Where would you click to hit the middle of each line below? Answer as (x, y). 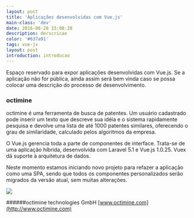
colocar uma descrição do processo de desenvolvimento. (76, 85)
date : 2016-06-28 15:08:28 (39, 28)
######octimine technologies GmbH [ (53, 202)
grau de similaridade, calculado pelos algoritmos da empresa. (81, 132)
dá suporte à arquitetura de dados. (48, 156)
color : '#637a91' (28, 39)
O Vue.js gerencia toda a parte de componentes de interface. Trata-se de (96, 143)
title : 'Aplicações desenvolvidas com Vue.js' (64, 17)
